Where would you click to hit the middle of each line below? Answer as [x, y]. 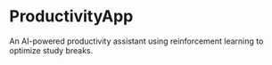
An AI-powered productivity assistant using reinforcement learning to [136, 41]
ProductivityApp [71, 16]
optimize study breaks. [51, 50]
